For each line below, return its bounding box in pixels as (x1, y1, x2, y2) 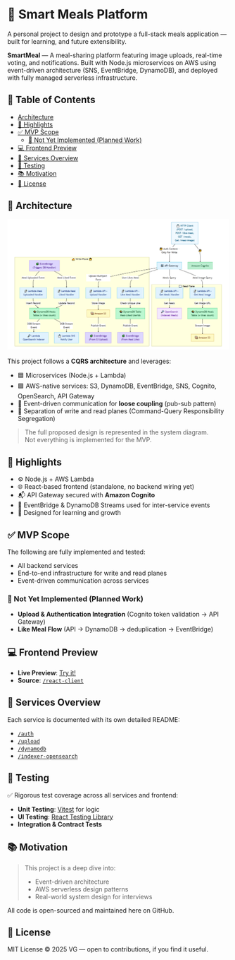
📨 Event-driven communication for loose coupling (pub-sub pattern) (17, 399, 217, 408)
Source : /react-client (17, 676, 84, 685)
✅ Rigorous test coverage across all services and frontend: (7, 790, 178, 799)
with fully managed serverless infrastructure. (7, 73, 138, 82)
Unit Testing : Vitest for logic (17, 805, 100, 813)
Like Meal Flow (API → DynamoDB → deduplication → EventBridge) (17, 625, 213, 634)
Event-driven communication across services (17, 576, 149, 585)
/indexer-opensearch (17, 752, 78, 760)
